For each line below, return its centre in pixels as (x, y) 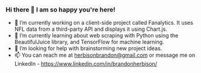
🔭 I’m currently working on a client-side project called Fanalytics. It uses (104, 23)
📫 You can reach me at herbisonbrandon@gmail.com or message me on (105, 55)
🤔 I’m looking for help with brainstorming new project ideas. (88, 48)
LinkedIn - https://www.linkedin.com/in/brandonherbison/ (86, 64)
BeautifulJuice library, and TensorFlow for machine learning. (89, 42)
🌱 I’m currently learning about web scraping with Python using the (96, 36)
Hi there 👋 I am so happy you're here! (60, 10)
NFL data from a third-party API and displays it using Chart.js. (91, 29)
